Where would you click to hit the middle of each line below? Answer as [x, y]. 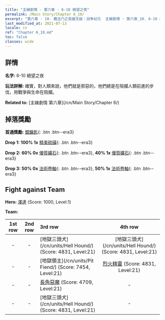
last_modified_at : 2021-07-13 [36, 23]
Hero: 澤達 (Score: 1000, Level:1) [38, 202]
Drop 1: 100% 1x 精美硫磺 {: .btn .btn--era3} [49, 142]
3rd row [49, 227]
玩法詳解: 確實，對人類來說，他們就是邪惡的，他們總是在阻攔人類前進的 [77, 86]
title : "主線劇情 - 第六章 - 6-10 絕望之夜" [47, 10]
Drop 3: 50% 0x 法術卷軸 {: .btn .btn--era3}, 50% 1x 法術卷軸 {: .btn [73, 169]
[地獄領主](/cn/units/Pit [67, 261]
